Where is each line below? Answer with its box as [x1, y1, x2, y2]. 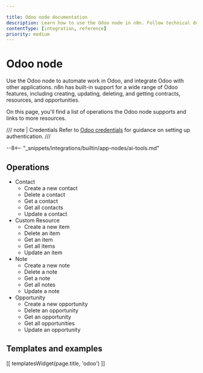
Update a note [24, 288, 60, 294]
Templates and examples [6, 343, 103, 354]
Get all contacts [24, 204, 63, 211]
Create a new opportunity [24, 300, 88, 308]
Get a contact [24, 197, 59, 205]
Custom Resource [14, 217, 60, 224]
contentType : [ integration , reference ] [6, 25, 107, 31]
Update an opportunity [24, 326, 81, 333]
